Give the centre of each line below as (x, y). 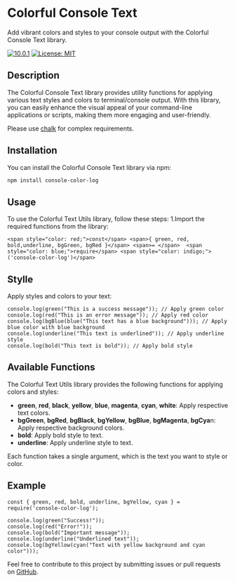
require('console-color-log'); (53, 508)
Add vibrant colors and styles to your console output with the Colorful (108, 32)
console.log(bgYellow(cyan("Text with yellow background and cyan (106, 545)
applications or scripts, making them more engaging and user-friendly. (109, 114)
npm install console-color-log (53, 180)
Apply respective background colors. (71, 428)
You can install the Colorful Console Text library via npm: (89, 167)
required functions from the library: (58, 227)
